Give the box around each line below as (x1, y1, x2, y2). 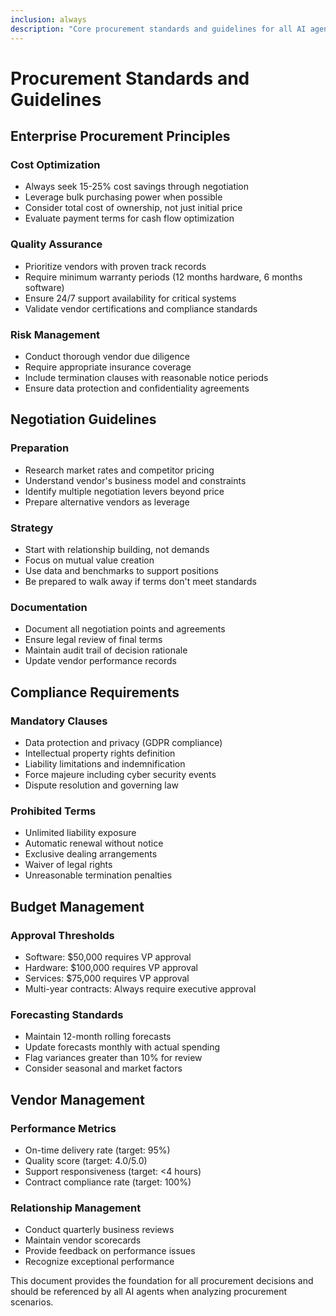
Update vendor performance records (24, 655, 177, 667)
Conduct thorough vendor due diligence (24, 350, 190, 362)
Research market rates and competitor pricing (24, 464, 215, 476)
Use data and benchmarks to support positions (24, 564, 219, 576)
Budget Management (10, 898, 145, 915)
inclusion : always (10, 14, 87, 25)
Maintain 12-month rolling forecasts (24, 1031, 172, 1043)
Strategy (10, 521, 54, 535)
